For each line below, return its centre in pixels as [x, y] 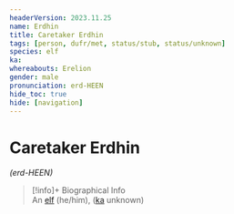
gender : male [34, 77]
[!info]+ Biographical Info [78, 190]
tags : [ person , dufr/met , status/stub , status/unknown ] [117, 43]
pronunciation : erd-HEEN [56, 86]
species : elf [34, 52]
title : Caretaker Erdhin [56, 35]
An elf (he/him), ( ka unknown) [88, 200]
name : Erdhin [34, 26]
